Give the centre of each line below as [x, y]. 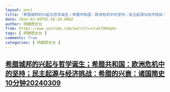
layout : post [19, 10]
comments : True [21, 38]
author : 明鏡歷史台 [24, 24]
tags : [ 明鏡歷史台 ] [26, 33]
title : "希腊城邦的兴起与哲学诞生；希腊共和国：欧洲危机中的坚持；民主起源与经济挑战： [86, 15]
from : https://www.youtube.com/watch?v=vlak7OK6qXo [61, 29]
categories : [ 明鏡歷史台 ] [33, 43]
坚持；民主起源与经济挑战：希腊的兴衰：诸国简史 [88, 74]
